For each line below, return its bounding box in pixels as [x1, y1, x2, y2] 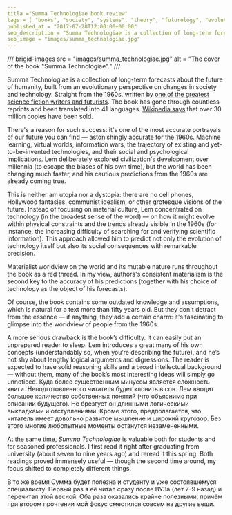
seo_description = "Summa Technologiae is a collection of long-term [7, 29, 212, 37]
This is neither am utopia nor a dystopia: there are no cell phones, [7, 191, 194, 199]
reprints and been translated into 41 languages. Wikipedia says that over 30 [7, 105, 222, 113]
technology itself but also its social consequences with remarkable [7, 242, 197, 250]
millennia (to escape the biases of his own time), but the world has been [7, 162, 212, 171]
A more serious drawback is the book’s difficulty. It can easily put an [7, 333, 202, 342]
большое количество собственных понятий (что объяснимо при [7, 392, 197, 401]
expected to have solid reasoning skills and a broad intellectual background [7, 363, 222, 371]
